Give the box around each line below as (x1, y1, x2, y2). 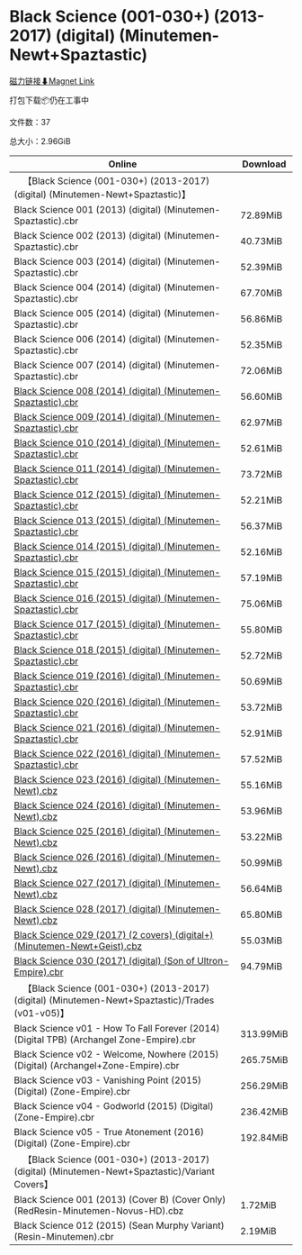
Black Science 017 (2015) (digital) (13, 617, 162, 630)
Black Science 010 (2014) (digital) (13, 436, 162, 449)
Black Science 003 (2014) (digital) (13, 255, 162, 268)
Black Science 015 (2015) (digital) (13, 566, 162, 578)
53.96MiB (240, 805, 283, 817)
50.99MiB (240, 856, 283, 868)
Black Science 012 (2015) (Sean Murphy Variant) (13, 1219, 225, 1232)
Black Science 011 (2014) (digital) (13, 462, 162, 475)
